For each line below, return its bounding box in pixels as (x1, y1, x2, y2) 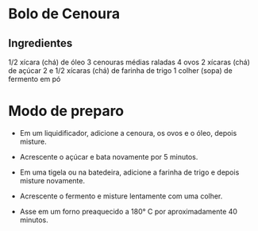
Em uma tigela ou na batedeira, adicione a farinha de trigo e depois (19, 167, 240, 177)
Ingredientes (8, 37, 73, 50)
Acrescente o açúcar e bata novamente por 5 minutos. (19, 152, 198, 161)
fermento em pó (8, 75, 61, 83)
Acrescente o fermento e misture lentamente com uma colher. (19, 191, 223, 201)
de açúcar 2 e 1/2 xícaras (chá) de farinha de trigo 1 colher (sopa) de (8, 66, 233, 75)
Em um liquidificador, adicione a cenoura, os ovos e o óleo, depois (19, 128, 237, 137)
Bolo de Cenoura (8, 5, 121, 23)
